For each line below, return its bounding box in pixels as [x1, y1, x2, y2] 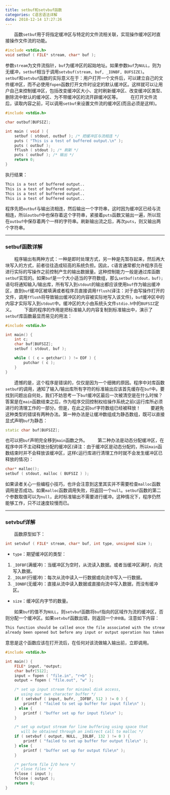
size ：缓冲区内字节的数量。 [12, 598, 71, 604]
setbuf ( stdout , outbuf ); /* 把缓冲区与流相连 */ [14, 133, 120, 138]
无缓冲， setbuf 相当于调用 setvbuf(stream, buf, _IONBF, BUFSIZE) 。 [5, 69, 147, 75]
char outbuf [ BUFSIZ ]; [5, 120, 51, 125]
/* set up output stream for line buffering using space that [14, 725, 148, 730]
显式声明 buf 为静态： [5, 417, 48, 423]
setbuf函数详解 [5, 243, 43, 250]
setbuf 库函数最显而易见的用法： [5, 313, 72, 319]
